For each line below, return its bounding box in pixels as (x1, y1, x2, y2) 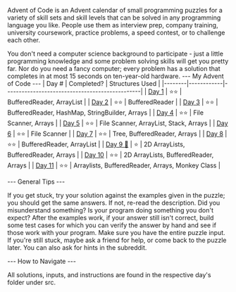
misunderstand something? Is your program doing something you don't (7, 206, 213, 214)
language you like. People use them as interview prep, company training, (7, 21, 218, 29)
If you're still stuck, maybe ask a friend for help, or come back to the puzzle (7, 236, 227, 244)
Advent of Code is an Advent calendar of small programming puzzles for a (7, 6, 223, 14)
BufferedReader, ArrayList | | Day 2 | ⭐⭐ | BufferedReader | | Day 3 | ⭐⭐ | (7, 98, 218, 106)
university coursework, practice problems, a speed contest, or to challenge (7, 28, 225, 37)
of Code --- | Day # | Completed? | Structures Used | (7, 80, 161, 87)
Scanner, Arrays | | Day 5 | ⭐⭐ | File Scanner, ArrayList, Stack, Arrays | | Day (7, 119, 228, 127)
